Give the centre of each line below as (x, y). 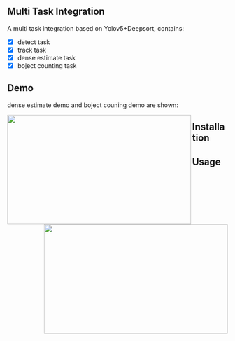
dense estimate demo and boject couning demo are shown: (93, 105)
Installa (208, 127)
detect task (34, 42)
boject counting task (47, 65)
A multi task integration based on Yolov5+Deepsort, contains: (95, 28)
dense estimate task (47, 57)
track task (32, 50)
